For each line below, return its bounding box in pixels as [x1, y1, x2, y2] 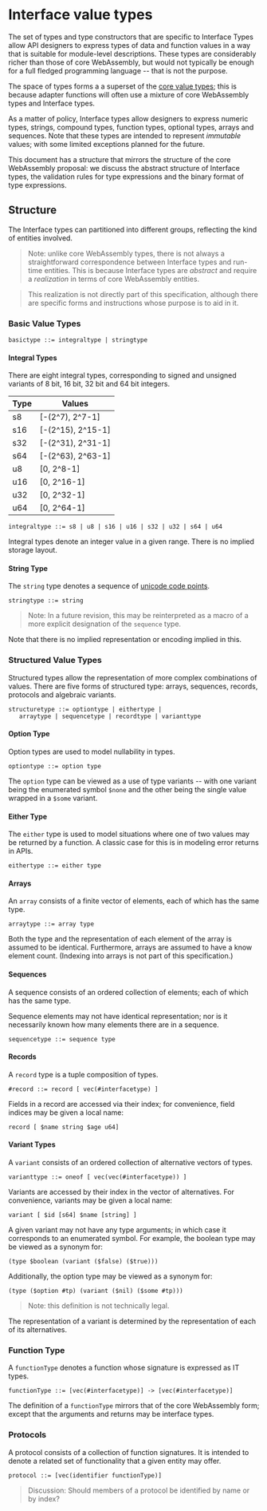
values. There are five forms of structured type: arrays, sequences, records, [8, 681, 258, 691]
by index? [27, 1493, 60, 1503]
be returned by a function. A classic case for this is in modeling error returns [8, 838, 259, 847]
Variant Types [8, 1140, 56, 1149]
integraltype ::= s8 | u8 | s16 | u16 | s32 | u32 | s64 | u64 [8, 523, 223, 531]
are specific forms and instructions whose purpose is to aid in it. [27, 298, 239, 307]
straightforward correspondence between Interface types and [27, 257, 232, 267]
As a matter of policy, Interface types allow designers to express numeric [8, 113, 249, 123]
